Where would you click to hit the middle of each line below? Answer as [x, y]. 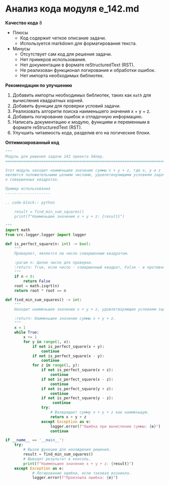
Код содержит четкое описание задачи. [63, 38]
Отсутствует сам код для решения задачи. [66, 54]
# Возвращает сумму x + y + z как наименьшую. [100, 412]
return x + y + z [68, 417]
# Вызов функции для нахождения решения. [67, 450]
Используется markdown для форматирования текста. [78, 43]
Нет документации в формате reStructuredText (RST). [77, 65]
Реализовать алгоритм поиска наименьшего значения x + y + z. [81, 111]
